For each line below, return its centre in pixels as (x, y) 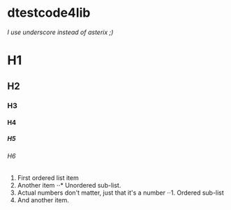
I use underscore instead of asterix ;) (60, 32)
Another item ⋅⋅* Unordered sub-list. (69, 185)
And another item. (43, 200)
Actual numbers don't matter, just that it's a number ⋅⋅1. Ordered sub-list (121, 193)
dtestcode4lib (49, 13)
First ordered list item (48, 178)
